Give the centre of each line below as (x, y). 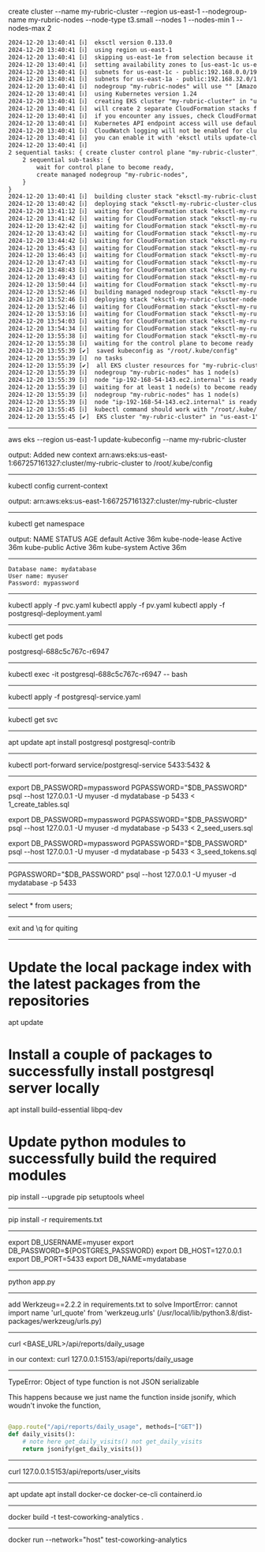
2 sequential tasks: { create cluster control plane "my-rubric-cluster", (134, 153)
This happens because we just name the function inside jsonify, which (122, 1397)
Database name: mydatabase (52, 569)
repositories (49, 1000)
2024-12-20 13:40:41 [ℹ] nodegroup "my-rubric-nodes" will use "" (120, 87)
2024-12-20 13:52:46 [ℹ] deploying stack (78, 299)
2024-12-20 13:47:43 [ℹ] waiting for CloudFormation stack (108, 263)
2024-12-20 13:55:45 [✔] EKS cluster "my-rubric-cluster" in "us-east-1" (134, 417)
